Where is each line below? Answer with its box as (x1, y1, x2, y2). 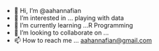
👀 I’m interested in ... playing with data (13, 14, 125, 22)
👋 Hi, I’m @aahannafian (13, 7, 82, 14)
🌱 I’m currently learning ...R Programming (13, 21, 133, 29)
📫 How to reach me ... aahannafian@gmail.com (13, 37, 153, 44)
